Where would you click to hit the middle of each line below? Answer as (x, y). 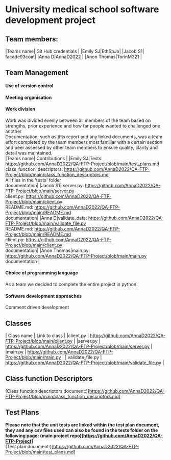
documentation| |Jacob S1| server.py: (45, 185)
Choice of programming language (42, 273)
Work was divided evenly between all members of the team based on (78, 120)
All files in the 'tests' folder (33, 180)
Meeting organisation (29, 97)
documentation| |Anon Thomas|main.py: (48, 250)
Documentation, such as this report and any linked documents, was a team (84, 137)
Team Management (37, 73)
